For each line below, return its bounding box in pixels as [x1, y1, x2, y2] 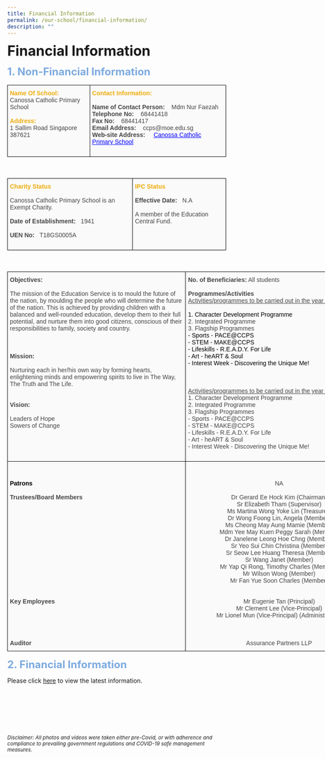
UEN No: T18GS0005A [10, 231, 77, 240]
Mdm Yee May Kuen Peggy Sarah [219, 528, 311, 536]
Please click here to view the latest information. [7, 676, 143, 685]
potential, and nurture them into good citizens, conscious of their [10, 317, 183, 326]
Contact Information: [92, 90, 153, 97]
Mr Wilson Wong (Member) [242, 570, 316, 578]
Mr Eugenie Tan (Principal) [242, 598, 315, 606]
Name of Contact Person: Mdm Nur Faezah [92, 103, 219, 111]
